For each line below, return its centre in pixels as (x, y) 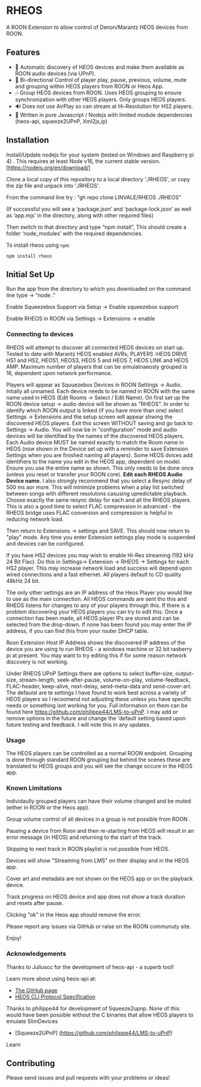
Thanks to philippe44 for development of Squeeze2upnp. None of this (93, 1008)
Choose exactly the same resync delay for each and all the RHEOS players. (99, 500)
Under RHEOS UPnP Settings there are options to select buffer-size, (90, 673)
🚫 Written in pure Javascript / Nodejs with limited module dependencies (103, 114)
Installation (28, 140)
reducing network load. (35, 519)
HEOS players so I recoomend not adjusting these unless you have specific (99, 699)
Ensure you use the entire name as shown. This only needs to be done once (100, 468)
